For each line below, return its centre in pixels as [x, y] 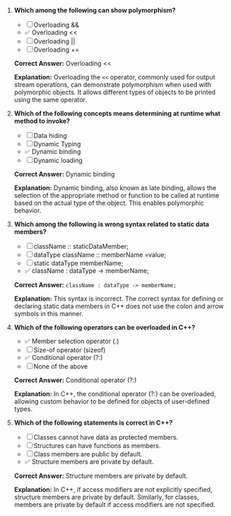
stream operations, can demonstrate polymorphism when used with [113, 85]
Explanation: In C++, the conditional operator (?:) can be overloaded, [115, 394]
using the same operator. [50, 100]
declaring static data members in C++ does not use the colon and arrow [119, 306]
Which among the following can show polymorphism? [95, 10]
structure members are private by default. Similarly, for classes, [106, 497]
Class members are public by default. [88, 454]
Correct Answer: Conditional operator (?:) [75, 380]
